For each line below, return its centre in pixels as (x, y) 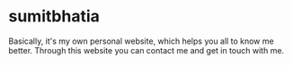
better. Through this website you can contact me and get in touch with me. (146, 50)
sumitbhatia (54, 16)
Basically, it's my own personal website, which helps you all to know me (142, 41)
